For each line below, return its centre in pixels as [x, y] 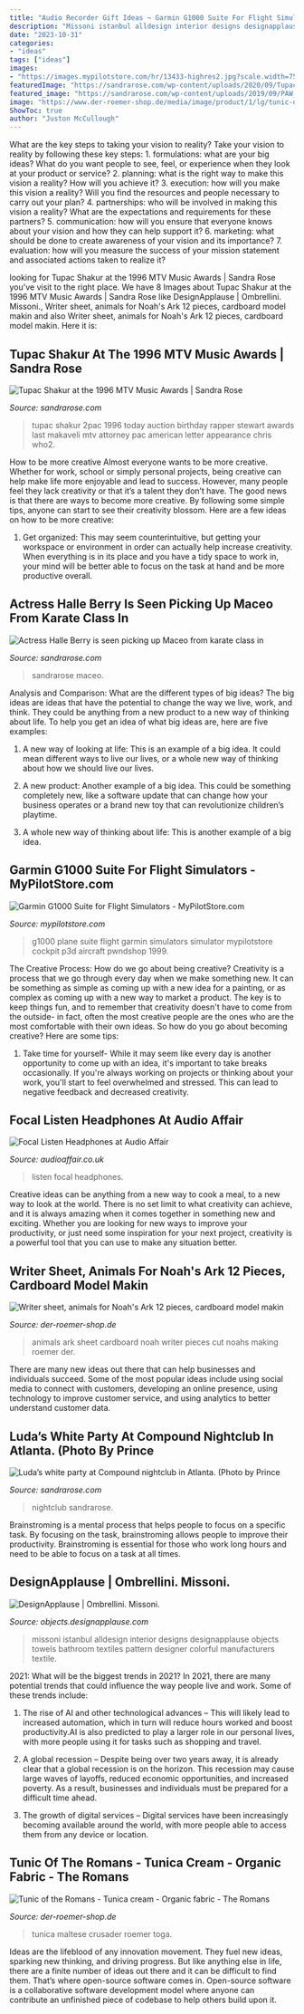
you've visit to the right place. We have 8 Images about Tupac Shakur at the [151, 287]
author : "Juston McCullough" [64, 119]
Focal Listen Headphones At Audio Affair [127, 1120]
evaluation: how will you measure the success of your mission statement [145, 251]
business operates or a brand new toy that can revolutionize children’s [153, 805]
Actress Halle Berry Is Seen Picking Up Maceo [142, 604]
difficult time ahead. [60, 1798]
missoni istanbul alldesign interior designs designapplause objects [155, 1639]
